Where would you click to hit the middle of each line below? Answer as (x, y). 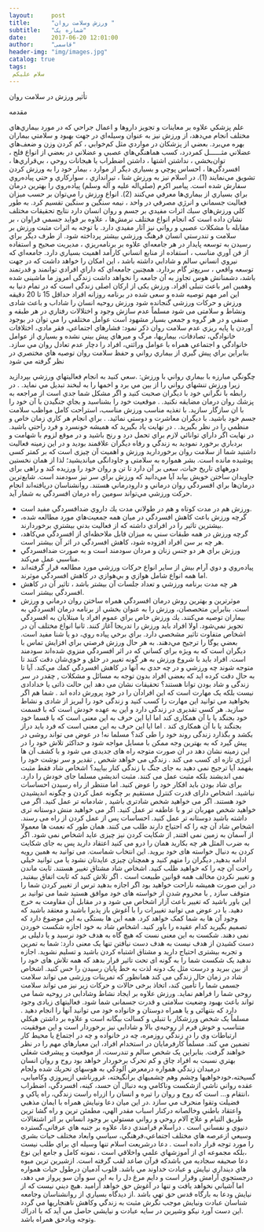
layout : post (37, 15)
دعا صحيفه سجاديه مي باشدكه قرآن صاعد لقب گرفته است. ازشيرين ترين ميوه (134, 1160)
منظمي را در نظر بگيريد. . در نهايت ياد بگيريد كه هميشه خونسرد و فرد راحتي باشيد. (129, 426)
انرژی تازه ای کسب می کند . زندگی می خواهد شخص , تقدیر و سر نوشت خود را (136, 759)
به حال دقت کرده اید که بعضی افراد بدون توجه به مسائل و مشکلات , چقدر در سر (137, 675)
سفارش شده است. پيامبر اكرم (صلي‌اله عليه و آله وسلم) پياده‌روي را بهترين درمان (128, 185)
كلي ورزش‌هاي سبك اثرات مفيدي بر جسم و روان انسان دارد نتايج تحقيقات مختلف (127, 210)
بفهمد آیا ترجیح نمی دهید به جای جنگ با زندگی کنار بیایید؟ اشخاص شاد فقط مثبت (137, 767)
